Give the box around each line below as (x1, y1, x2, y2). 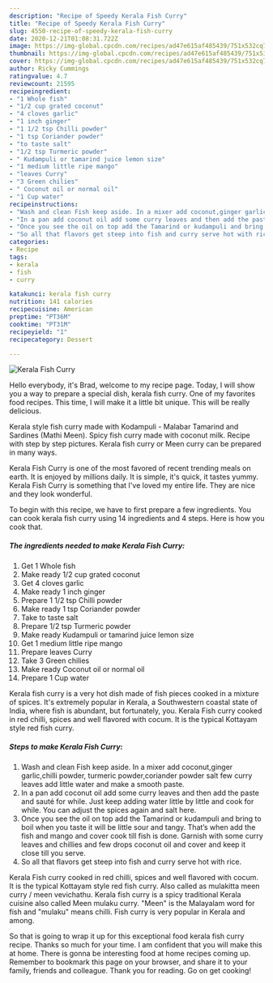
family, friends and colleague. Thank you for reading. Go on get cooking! (9, 966, 252, 976)
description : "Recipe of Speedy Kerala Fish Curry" (9, 11, 187, 20)
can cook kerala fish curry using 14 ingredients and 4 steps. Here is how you (9, 514, 265, 524)
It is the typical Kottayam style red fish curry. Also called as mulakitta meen (9, 881, 260, 891)
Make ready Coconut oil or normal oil (20, 665, 145, 674)
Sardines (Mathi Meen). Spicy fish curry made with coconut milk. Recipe (9, 430, 250, 440)
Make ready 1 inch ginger (20, 587, 106, 596)
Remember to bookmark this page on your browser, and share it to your (9, 957, 248, 967)
